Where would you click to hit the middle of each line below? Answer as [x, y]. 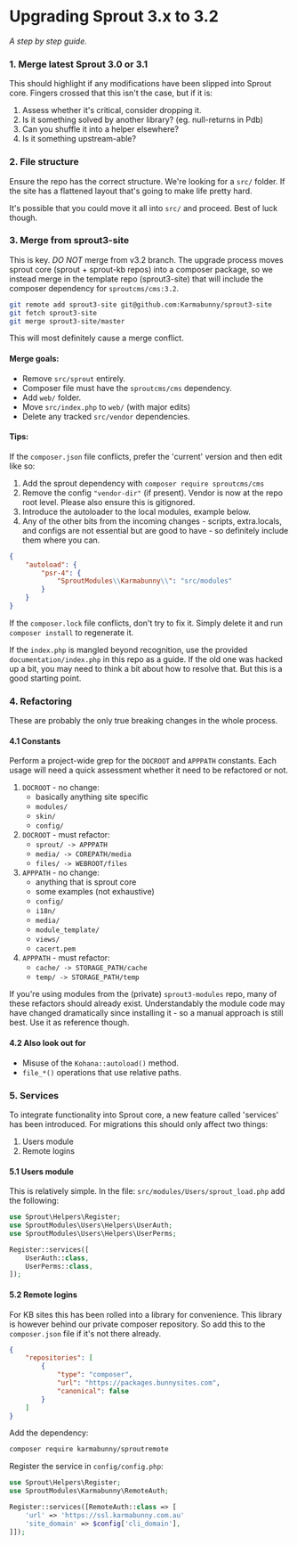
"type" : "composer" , [95, 1375]
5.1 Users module [41, 1171]
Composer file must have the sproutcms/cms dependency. [127, 388]
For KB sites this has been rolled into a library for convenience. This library [146, 1314]
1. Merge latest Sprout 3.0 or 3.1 [79, 64]
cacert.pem [56, 949]
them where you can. [61, 540]
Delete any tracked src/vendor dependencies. [106, 416]
